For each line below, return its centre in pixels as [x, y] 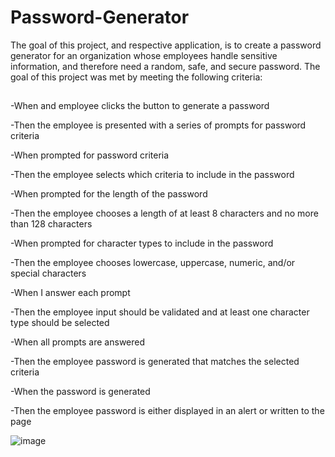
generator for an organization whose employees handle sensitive [144, 55]
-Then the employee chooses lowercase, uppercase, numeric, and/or [153, 263]
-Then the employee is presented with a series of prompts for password [158, 125]
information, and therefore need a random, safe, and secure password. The [165, 66]
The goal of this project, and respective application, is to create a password [166, 45]
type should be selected [60, 323]
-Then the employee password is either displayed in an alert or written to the [167, 411]
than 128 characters [51, 224]
